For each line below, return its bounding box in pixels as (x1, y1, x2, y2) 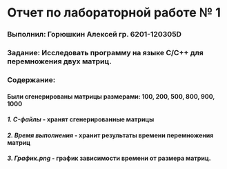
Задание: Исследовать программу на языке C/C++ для (7, 48, 204, 58)
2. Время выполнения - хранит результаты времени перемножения (7, 131, 214, 139)
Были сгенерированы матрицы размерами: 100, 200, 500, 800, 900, (7, 92, 215, 101)
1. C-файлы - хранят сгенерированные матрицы (7, 115, 155, 123)
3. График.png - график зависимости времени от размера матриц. (7, 154, 212, 163)
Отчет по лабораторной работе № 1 (7, 5, 221, 21)
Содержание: (7, 74, 56, 84)
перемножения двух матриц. (7, 57, 112, 66)
